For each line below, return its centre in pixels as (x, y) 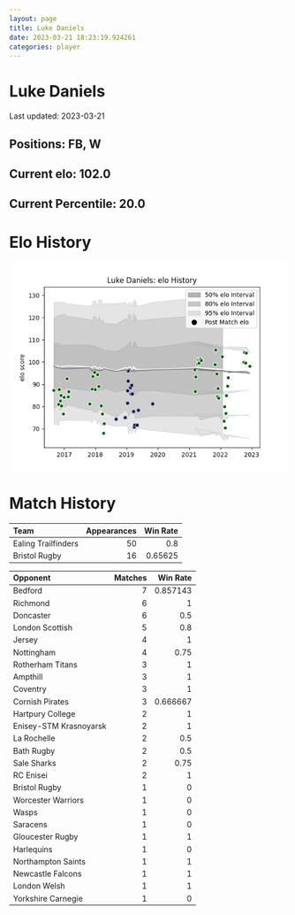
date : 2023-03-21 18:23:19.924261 (73, 37)
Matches (130, 578)
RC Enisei (30, 775)
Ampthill (28, 677)
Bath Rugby (34, 750)
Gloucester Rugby (45, 837)
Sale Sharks (34, 763)
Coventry (30, 689)
